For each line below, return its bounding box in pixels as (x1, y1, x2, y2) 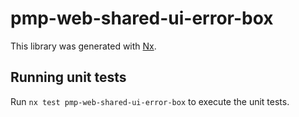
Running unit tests (10, 69, 127, 86)
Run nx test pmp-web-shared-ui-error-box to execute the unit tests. (10, 95, 290, 107)
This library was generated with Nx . (10, 40, 157, 52)
